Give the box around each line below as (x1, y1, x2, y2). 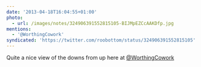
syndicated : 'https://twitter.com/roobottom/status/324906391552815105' (6, 37, 196, 43)
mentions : (6, 26, 32, 32)
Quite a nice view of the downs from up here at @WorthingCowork (6, 54, 175, 61)
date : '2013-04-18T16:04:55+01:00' (6, 9, 97, 15)
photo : (6, 15, 23, 21)
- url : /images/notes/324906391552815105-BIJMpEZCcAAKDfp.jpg (12, 20, 174, 26)
